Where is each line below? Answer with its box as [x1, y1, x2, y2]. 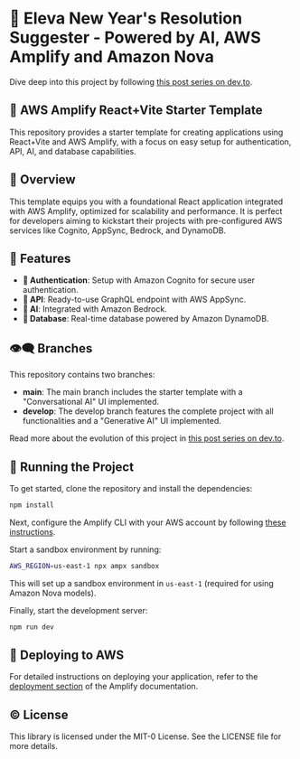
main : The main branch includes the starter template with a [22, 387, 243, 398]
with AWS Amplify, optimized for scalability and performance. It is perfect [9, 205, 283, 216]
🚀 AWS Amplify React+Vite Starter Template [9, 103, 263, 118]
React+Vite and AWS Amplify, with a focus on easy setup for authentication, [9, 136, 292, 147]
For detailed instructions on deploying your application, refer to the [9, 671, 258, 682]
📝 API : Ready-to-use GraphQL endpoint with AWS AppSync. [22, 294, 247, 305]
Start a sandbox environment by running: [9, 544, 162, 555]
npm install [9, 501, 54, 510]
